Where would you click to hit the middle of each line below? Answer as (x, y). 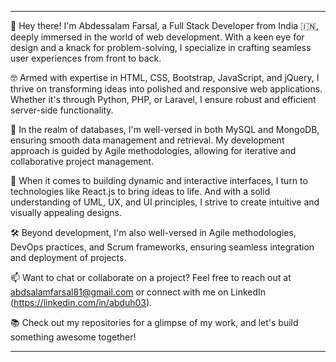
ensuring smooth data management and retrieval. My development (147, 140)
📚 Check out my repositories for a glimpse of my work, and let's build (154, 322)
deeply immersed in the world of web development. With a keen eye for (157, 37)
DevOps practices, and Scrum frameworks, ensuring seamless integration (162, 247)
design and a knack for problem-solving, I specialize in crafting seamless (161, 47)
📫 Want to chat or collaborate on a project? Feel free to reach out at (151, 277)
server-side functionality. (62, 110)
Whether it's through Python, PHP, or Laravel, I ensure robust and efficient (163, 99)
